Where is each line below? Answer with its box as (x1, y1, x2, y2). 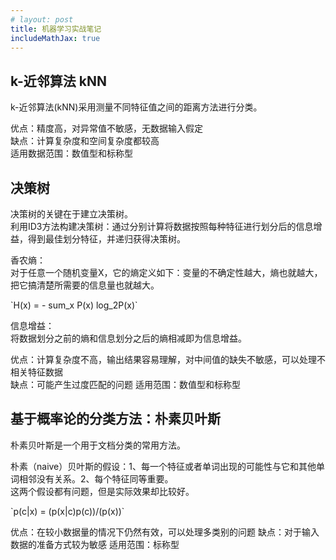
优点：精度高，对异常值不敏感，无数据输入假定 (10, 122, 203, 135)
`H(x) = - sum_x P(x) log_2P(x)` (10, 299, 138, 311)
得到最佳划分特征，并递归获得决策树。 (27, 233, 186, 245)
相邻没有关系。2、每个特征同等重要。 (18, 472, 174, 485)
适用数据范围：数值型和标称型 (10, 147, 133, 160)
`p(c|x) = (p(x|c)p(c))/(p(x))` (10, 505, 125, 517)
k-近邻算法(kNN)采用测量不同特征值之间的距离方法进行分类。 (10, 101, 263, 113)
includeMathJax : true (10, 33, 101, 43)
